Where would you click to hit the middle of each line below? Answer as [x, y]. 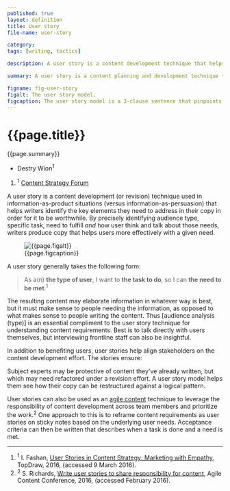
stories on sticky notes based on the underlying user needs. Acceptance [110, 422]
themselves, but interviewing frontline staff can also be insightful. [99, 338]
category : [21, 45]
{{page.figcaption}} [52, 253]
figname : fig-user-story [42, 88]
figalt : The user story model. [52, 95]
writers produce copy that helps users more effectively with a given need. [111, 232]
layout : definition [35, 20]
